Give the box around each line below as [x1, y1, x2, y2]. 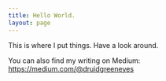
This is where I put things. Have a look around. [8, 40, 159, 50]
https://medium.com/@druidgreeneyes [8, 64, 135, 73]
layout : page [8, 19, 51, 27]
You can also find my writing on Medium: [8, 56, 141, 65]
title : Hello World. [8, 11, 76, 20]
